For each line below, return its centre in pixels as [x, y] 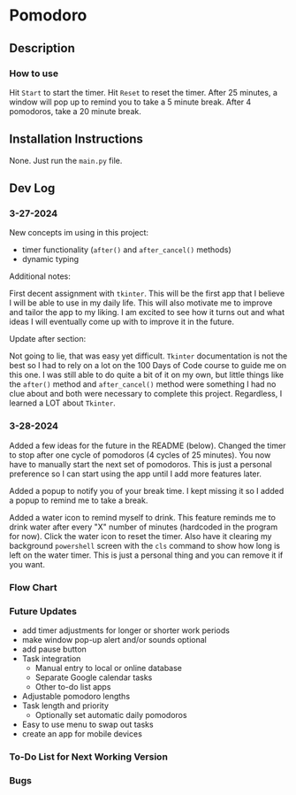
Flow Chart [33, 587]
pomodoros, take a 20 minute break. [75, 111]
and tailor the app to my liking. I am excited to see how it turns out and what [147, 313]
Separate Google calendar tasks [94, 677]
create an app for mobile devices [82, 733]
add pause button [54, 649]
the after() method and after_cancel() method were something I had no [143, 384]
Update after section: [48, 339]
